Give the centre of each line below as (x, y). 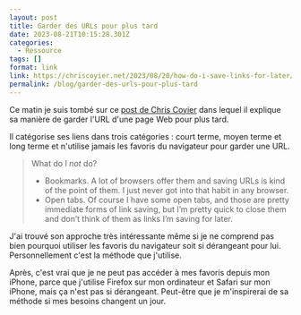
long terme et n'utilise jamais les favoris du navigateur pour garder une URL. (150, 146)
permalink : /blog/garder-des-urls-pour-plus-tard (104, 84)
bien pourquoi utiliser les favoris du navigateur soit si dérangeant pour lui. (145, 245)
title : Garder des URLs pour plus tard (84, 26)
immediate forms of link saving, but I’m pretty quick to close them (165, 209)
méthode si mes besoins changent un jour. (88, 301)
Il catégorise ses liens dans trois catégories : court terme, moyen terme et (146, 136)
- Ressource (40, 51)
